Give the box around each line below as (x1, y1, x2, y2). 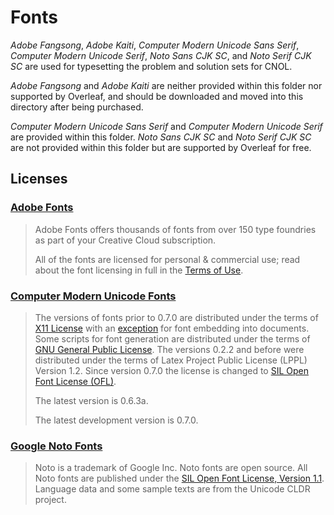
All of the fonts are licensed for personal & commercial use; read (34, 253, 301, 265)
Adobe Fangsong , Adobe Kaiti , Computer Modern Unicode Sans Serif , (10, 39, 300, 51)
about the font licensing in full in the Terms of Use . (34, 264, 244, 276)
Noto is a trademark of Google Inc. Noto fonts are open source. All (34, 462, 308, 474)
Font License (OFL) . (34, 375, 117, 387)
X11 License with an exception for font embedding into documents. (34, 322, 310, 334)
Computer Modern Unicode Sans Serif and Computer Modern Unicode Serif (10, 120, 323, 132)
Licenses (10, 171, 68, 188)
